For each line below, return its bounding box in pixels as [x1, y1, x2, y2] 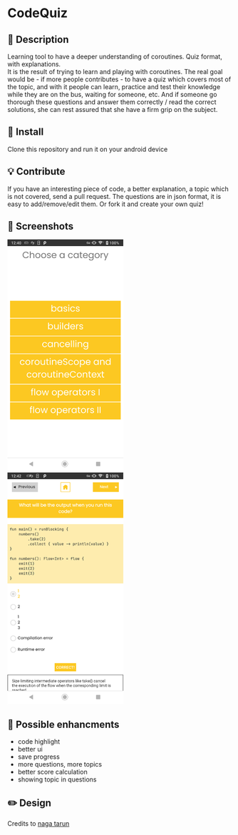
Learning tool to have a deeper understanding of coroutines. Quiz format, [7, 52, 222, 61]
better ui [17, 745, 43, 754]
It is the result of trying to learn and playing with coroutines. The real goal [7, 68, 223, 76]
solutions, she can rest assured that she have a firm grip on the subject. [7, 106, 218, 113]
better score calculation [17, 768, 88, 777]
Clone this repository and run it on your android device [7, 145, 168, 153]
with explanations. [7, 60, 61, 68]
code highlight [17, 737, 61, 746]
